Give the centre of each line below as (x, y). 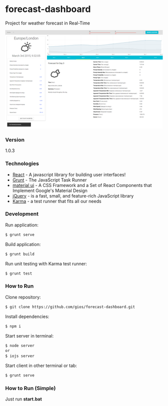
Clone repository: (23, 297)
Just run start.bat (24, 399)
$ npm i (13, 326)
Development (22, 214)
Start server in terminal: (29, 335)
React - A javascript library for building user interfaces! (69, 174)
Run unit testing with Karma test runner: (46, 263)
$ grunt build (20, 254)
